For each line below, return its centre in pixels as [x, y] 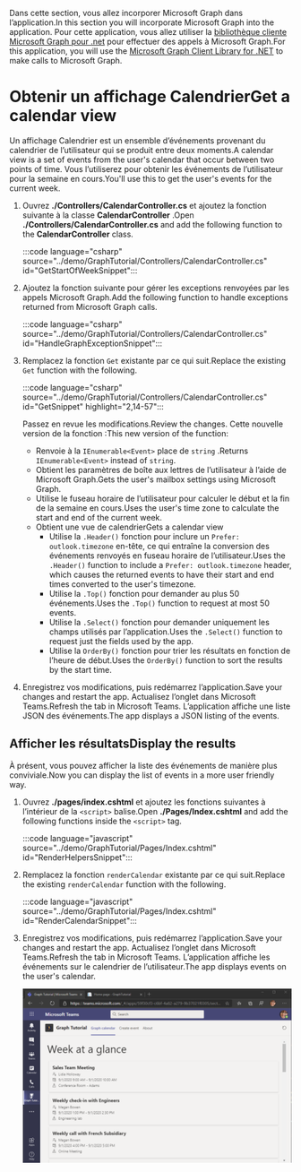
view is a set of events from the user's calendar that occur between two [142, 159]
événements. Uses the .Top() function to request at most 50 [159, 603]
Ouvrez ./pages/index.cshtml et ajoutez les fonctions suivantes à [144, 802]
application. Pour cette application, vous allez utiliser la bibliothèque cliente [148, 32]
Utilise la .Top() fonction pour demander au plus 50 [144, 593]
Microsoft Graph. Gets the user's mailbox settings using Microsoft [155, 479]
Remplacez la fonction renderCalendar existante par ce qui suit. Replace [154, 875]
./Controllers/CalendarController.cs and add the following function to [152, 224]
